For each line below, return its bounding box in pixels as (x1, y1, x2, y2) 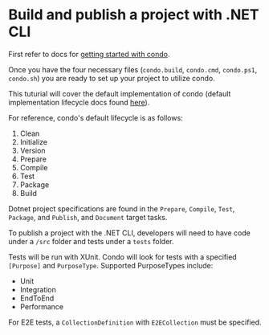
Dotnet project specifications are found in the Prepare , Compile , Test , (8, 203, 235, 214)
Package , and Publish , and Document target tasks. (8, 212, 168, 222)
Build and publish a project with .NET (8, 6, 259, 24)
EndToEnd (19, 293, 55, 303)
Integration (19, 284, 56, 294)
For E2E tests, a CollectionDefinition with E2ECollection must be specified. (8, 317, 262, 327)
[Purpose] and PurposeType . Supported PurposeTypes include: (8, 260, 214, 270)
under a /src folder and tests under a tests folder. (8, 236, 174, 246)
